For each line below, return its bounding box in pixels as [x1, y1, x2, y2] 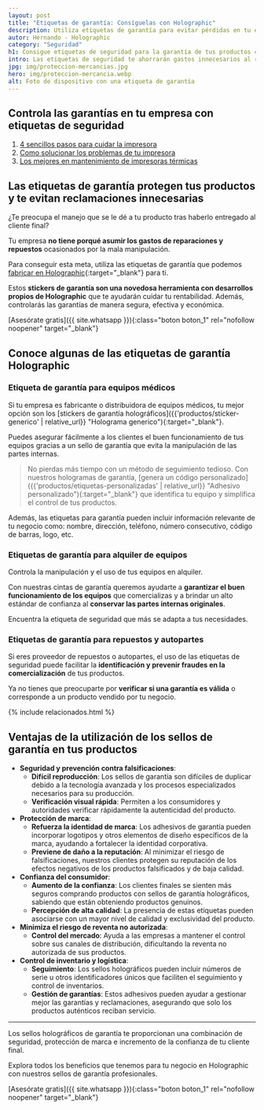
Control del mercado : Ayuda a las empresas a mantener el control [31, 931, 246, 941]
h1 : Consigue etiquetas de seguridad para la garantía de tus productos [8, 48, 251, 56]
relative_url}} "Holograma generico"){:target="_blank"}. [44, 416, 224, 426]
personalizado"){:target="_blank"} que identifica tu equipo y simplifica [27, 489, 255, 498]
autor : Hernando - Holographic [8, 33, 111, 42]
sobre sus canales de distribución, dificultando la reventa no [31, 939, 227, 949]
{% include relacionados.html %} [8, 708, 115, 717]
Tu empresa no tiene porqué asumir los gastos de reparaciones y [8, 236, 224, 246]
